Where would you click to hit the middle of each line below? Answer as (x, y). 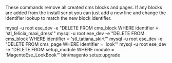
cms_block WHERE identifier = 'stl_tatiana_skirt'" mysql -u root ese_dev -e (84, 39)
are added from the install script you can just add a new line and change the (86, 13)
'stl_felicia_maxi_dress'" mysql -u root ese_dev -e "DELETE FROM (75, 33)
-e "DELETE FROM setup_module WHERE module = (60, 50)
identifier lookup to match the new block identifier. (59, 18)
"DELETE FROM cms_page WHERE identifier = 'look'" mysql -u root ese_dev (86, 44)
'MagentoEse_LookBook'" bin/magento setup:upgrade (63, 55)
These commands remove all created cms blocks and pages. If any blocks (84, 7)
